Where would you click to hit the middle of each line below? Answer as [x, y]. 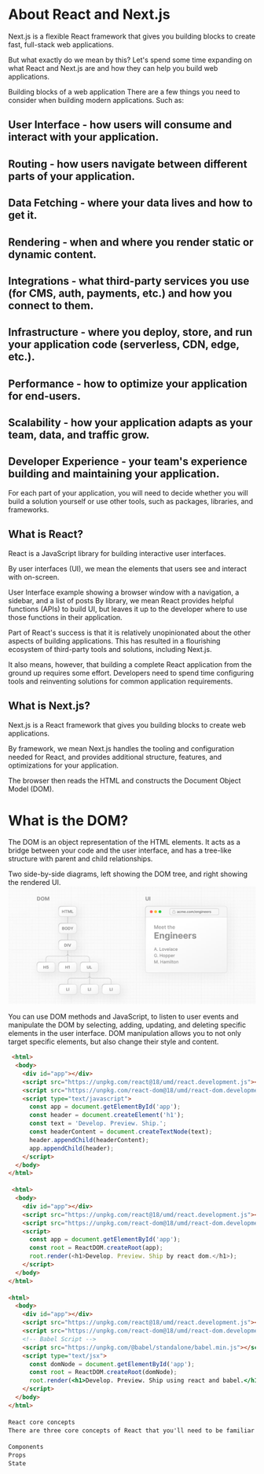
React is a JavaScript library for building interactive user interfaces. [117, 553]
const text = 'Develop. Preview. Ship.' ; [98, 1124]
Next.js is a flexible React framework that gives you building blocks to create [132, 36]
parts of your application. [71, 176]
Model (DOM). [31, 789]
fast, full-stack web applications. [61, 44]
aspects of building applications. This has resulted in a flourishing [114, 641]
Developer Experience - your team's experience [128, 462]
